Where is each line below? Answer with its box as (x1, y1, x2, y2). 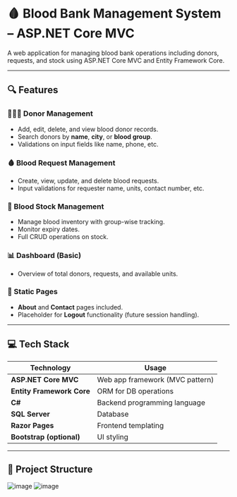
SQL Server (11, 409, 51, 419)
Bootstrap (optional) (11, 431, 80, 441)
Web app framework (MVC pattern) (97, 374, 214, 384)
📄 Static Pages (7, 287, 58, 297)
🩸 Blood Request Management (7, 158, 116, 168)
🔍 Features (7, 84, 59, 96)
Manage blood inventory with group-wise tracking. (17, 218, 165, 226)
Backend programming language (97, 398, 206, 407)
